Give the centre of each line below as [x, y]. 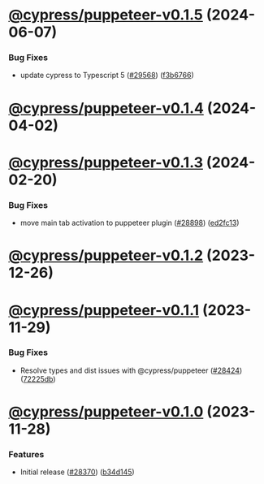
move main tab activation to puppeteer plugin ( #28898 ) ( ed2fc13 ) [130, 223]
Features [26, 454]
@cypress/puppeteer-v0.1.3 [106, 162]
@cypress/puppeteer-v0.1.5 [106, 15]
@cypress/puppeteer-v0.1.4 [106, 108]
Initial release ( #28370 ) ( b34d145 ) [78, 472]
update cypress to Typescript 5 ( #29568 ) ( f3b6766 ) [107, 76]
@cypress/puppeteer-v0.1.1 [104, 310]
